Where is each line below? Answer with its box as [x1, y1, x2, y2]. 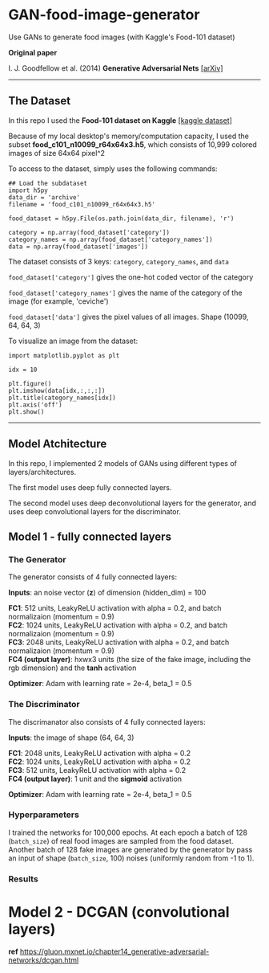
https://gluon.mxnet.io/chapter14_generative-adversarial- [19, 946, 210, 956]
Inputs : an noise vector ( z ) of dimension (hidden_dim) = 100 [8, 588, 207, 598]
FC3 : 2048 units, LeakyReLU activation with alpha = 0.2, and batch [8, 637, 230, 648]
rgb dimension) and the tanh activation [8, 663, 137, 673]
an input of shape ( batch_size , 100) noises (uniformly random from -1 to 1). [8, 853, 255, 863]
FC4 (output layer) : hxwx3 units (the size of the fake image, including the [8, 655, 251, 664]
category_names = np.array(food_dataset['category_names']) [8, 235, 214, 243]
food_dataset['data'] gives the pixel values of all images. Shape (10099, [8, 312, 249, 321]
